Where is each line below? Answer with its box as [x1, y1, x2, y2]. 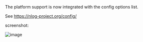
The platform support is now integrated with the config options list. [5, 4, 139, 10]
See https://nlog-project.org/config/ [5, 13, 77, 19]
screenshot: [5, 22, 29, 28]
